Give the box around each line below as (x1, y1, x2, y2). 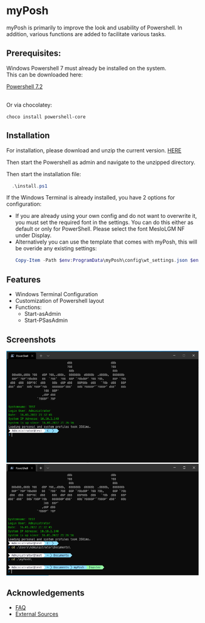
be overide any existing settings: (15, 245, 97, 252)
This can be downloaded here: (6, 71, 84, 78)
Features (6, 274, 41, 285)
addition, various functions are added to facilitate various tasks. (6, 30, 167, 37)
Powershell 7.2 (6, 83, 43, 90)
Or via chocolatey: (6, 101, 52, 108)
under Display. (15, 232, 52, 239)
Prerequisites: (6, 48, 61, 59)
